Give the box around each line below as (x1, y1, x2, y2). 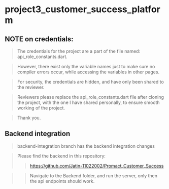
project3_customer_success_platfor (5, 4, 160, 15)
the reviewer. (17, 84, 45, 90)
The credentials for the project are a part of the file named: (17, 48, 141, 54)
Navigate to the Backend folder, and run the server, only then (29, 172, 158, 179)
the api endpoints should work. (29, 178, 95, 184)
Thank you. (17, 115, 41, 121)
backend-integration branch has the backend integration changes (17, 143, 155, 149)
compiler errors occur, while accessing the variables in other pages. (17, 69, 160, 75)
